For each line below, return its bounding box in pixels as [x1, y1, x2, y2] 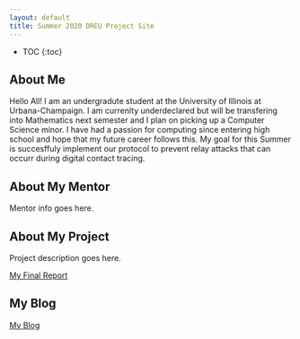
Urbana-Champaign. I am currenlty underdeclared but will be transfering [9, 105, 278, 117]
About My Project [9, 229, 110, 244]
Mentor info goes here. [9, 203, 94, 213]
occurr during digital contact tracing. [9, 153, 146, 164]
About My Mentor [9, 178, 110, 194]
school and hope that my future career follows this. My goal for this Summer [9, 134, 292, 144]
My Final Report [9, 270, 68, 281]
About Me [9, 72, 66, 87]
